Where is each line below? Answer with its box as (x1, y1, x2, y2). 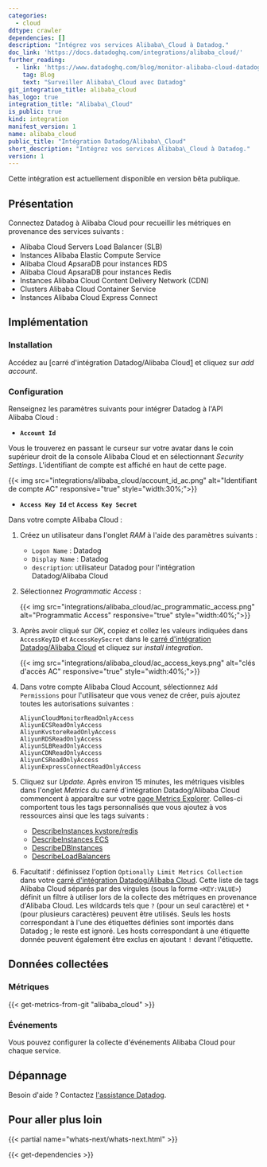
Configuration (8, 386, 64, 397)
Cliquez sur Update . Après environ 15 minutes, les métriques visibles (19, 777, 245, 787)
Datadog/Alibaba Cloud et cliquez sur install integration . (19, 643, 203, 652)
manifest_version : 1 (8, 123, 77, 130)
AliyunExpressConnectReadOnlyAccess (19, 763, 141, 772)
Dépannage (8, 1069, 68, 1083)
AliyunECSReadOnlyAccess (19, 722, 103, 729)
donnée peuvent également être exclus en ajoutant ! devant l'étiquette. (19, 935, 253, 944)
